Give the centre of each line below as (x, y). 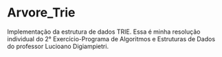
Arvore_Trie (41, 13)
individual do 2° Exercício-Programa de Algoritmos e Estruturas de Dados (111, 38)
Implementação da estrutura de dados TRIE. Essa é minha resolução (104, 32)
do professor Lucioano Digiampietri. (58, 46)
